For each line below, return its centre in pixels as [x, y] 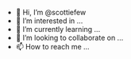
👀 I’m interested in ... [49, 21]
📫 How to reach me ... [52, 47]
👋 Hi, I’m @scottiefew [51, 12]
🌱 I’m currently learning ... [58, 29]
